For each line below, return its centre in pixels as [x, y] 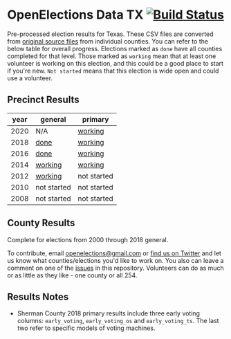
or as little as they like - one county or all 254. [72, 275]
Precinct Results [43, 100]
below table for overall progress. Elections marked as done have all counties [115, 48]
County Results [41, 223]
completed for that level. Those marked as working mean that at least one [112, 56]
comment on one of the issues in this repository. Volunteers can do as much [116, 268]
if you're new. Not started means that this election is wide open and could [113, 71]
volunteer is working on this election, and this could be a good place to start [115, 63]
